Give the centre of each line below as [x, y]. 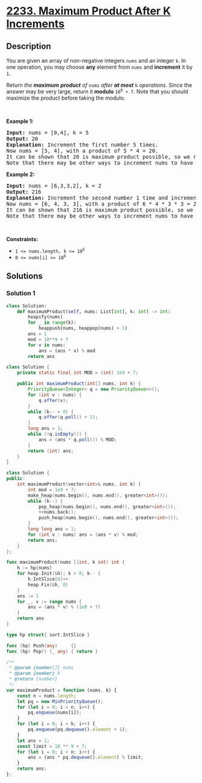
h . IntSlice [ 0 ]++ [48, 579]
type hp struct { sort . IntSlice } [48, 635]
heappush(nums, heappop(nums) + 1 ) [83, 329]
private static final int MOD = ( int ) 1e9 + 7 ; [78, 373]
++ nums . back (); [57, 512]
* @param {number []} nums [41, 668]
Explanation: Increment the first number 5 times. [82, 145]
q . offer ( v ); [53, 400]
